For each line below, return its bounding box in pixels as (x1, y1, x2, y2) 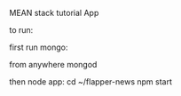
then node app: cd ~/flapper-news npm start (9, 76, 173, 87)
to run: (9, 25, 34, 35)
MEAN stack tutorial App (9, 8, 99, 18)
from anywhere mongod (9, 60, 98, 69)
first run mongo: (9, 42, 68, 52)
